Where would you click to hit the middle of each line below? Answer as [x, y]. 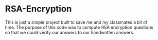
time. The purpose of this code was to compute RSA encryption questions [79, 27]
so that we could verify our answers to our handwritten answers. [70, 32]
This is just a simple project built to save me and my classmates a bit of [76, 22]
